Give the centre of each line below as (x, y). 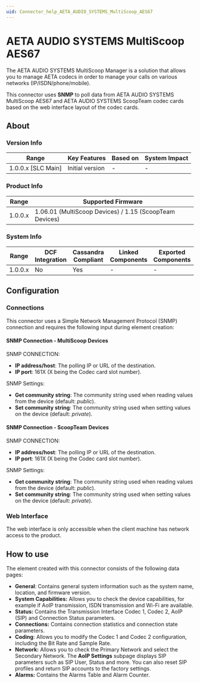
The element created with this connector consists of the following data (93, 569)
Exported (172, 252)
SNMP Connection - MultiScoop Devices (57, 341)
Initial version (86, 169)
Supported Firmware (113, 201)
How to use (27, 554)
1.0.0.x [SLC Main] (36, 169)
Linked (129, 252)
